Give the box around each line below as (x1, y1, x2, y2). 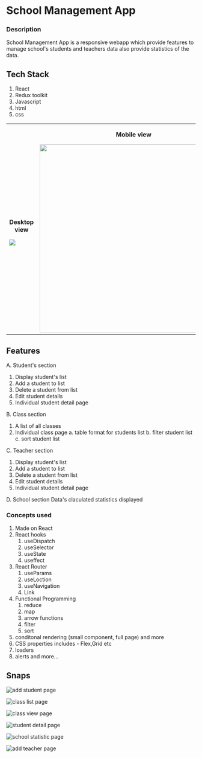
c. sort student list (14, 435, 60, 442)
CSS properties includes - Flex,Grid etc (14, 640, 112, 648)
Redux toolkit (14, 92, 48, 99)
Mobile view (115, 130, 152, 139)
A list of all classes (14, 422, 61, 430)
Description (6, 25, 41, 34)
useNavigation (23, 582, 60, 590)
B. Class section (6, 411, 46, 418)
